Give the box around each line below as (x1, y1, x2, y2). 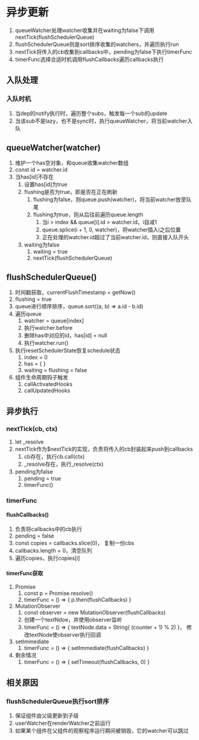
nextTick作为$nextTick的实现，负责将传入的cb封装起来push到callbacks (14, 445, 193, 452)
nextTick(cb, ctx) (6, 424, 58, 433)
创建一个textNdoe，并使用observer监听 (24, 616, 122, 623)
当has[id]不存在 (14, 173, 54, 181)
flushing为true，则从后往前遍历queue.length (33, 211, 144, 218)
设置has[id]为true (24, 181, 68, 188)
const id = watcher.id (14, 166, 68, 173)
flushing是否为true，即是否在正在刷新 (24, 188, 118, 196)
